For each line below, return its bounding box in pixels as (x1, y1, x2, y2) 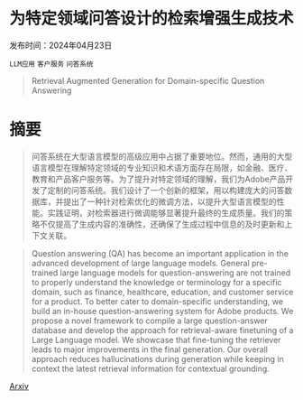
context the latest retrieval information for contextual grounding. (31, 363, 271, 374)
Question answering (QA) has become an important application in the (31, 247, 289, 258)
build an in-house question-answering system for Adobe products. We (31, 305, 294, 316)
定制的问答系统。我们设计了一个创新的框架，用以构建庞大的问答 (47, 184, 285, 195)
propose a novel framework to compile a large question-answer (31, 315, 269, 326)
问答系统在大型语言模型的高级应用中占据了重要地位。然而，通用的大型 (31, 151, 293, 162)
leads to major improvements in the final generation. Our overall (31, 344, 269, 355)
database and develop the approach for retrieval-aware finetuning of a (31, 324, 294, 335)
